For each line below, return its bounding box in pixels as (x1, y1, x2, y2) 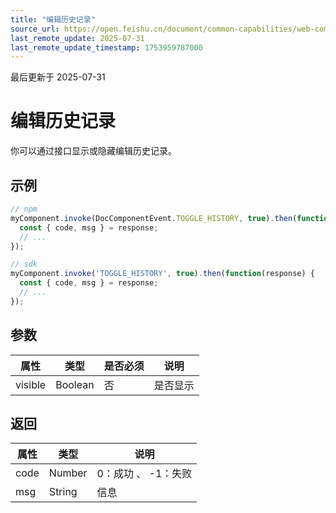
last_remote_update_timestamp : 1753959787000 (10, 42, 203, 53)
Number (48, 466, 88, 480)
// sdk (10, 259, 38, 270)
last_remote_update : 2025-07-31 (10, 33, 145, 43)
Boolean (55, 377, 95, 391)
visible (15, 377, 47, 391)
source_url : (10, 24, 60, 34)
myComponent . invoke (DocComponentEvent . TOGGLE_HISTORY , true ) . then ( (10, 213, 298, 223)
